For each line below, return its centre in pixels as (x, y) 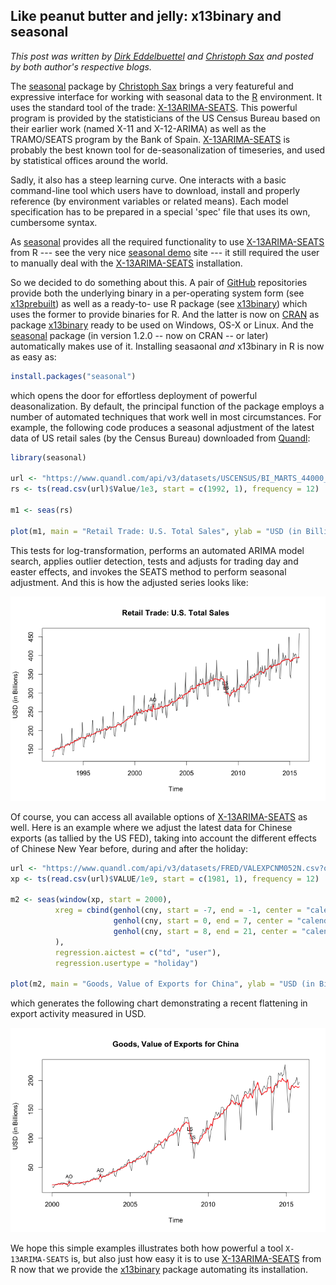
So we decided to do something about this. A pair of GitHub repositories (159, 282)
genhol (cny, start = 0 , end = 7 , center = (203, 921)
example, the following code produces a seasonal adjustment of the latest (162, 427)
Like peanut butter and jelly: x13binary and (146, 16)
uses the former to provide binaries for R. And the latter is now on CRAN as (165, 314)
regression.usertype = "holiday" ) (126, 963)
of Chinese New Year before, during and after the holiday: (129, 848)
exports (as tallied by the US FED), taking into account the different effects (163, 838)
